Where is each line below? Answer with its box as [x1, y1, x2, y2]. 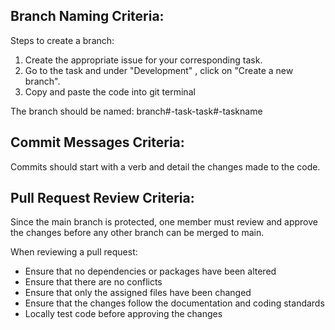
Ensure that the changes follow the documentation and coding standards [24, 297, 325, 309]
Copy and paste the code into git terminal [24, 85, 196, 98]
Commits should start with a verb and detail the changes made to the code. [10, 160, 321, 173]
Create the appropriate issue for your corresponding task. [24, 54, 263, 66]
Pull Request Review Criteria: [10, 190, 195, 207]
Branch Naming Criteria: [10, 8, 165, 25]
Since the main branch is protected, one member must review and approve [10, 216, 318, 228]
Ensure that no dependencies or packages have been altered [24, 265, 277, 278]
